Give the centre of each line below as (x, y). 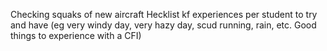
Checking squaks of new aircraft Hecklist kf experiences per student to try (164, 14)
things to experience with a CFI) (76, 35)
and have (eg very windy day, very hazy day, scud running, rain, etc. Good (163, 25)
